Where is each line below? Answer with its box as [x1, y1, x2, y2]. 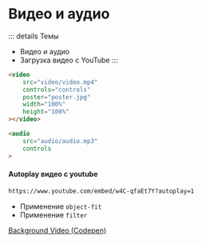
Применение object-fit [19, 201, 102, 211]
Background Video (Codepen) [8, 225, 107, 235]
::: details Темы [8, 31, 59, 41]
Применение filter [19, 209, 88, 220]
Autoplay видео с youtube [8, 169, 98, 179]
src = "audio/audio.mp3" [22, 137, 98, 145]
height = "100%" [22, 108, 69, 116]
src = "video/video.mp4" [22, 78, 98, 86]
